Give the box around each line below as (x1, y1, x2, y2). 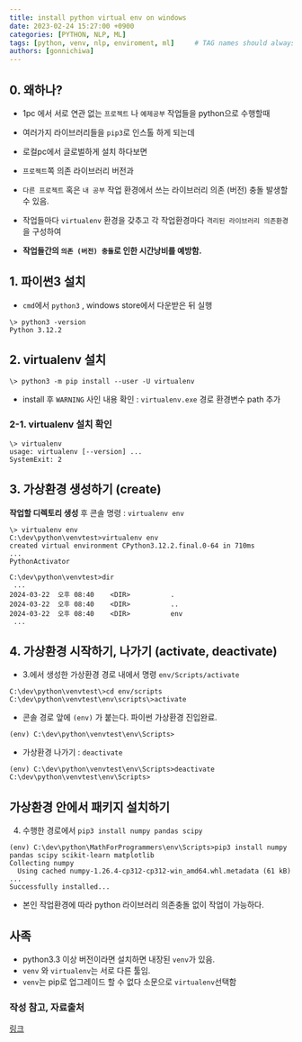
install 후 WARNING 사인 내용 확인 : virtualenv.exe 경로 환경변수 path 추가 (22, 394, 281, 404)
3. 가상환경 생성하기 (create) (9, 482, 162, 497)
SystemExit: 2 (9, 455, 63, 464)
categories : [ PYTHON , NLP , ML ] (9, 30, 127, 39)
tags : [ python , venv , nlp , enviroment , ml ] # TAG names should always (9, 38, 296, 48)
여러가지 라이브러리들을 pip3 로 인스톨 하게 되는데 (22, 127, 195, 138)
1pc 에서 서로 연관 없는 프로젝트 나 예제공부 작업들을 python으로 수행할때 (22, 107, 271, 118)
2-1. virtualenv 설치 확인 (9, 418, 112, 430)
